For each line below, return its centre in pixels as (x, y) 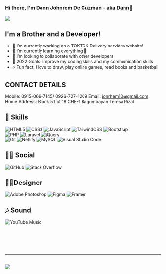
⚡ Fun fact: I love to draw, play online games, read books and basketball (85, 67)
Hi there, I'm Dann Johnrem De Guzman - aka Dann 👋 (69, 8)
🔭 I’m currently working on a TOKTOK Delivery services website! (78, 46)
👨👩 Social (20, 155)
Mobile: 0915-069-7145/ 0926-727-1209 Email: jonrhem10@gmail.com (77, 96)
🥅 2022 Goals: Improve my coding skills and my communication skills (83, 62)
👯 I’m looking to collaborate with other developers (63, 56)
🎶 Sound (18, 210)
